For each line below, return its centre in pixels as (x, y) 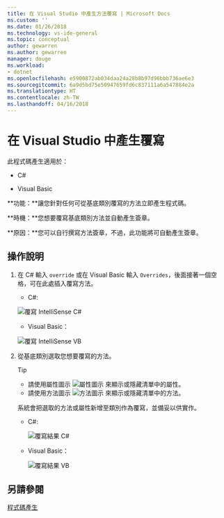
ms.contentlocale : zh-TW (43, 98)
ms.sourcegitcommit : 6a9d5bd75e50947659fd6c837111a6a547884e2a (101, 85)
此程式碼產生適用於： (38, 161)
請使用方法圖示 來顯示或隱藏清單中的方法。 (106, 393)
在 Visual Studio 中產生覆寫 (86, 141)
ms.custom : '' (28, 20)
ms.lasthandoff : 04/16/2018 (48, 104)
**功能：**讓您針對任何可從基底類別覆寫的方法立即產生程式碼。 (99, 203)
